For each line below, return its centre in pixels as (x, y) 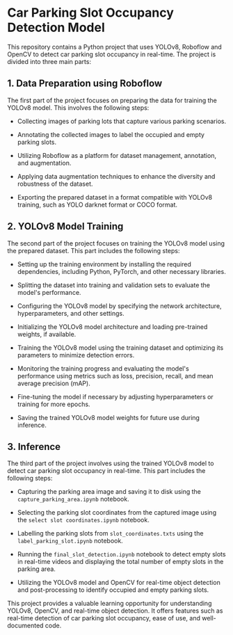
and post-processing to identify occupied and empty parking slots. (113, 590)
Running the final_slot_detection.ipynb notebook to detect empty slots (121, 554)
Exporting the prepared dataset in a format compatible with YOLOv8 (115, 197)
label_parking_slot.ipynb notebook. (70, 541)
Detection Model (56, 27)
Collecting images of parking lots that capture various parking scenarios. (122, 121)
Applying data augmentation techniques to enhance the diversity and (116, 176)
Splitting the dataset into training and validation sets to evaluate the (114, 285)
